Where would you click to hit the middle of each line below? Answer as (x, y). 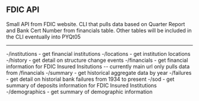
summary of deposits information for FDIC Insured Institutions (81, 85)
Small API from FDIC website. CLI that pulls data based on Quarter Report (96, 24)
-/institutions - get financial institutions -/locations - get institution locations (98, 53)
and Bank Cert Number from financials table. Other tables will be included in (99, 30)
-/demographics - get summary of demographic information (79, 91)
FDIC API (23, 10)
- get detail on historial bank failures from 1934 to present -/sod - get (90, 79)
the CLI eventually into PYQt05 (44, 37)
